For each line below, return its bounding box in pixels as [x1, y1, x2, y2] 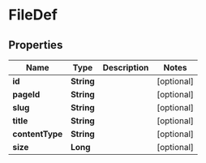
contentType [12, 128, 63, 139]
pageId [12, 89, 41, 100]
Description [102, 62, 149, 73]
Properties [8, 38, 63, 52]
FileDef [8, 6, 58, 24]
